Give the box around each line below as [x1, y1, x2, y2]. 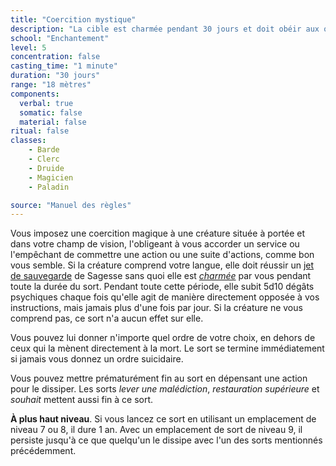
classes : [10, 136, 47, 146]
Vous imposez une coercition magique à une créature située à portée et [10, 227, 306, 240]
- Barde [28, 145, 60, 155]
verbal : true [19, 98, 74, 108]
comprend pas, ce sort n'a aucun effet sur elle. [10, 312, 204, 325]
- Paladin [28, 182, 70, 192]
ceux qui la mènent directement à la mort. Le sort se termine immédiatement [10, 342, 325, 355]
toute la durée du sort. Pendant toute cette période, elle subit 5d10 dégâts [10, 281, 315, 293]
